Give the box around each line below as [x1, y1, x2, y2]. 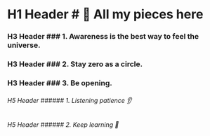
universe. [7, 40, 41, 50]
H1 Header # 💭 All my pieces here [7, 6, 204, 23]
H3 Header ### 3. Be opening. [7, 78, 112, 87]
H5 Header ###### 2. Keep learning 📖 [7, 120, 119, 129]
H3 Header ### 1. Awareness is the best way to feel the [7, 32, 199, 42]
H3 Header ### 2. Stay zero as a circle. [7, 59, 143, 69]
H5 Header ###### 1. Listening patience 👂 [7, 96, 132, 104]
